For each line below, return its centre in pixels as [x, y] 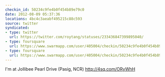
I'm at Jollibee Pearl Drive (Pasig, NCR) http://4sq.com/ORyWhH [70, 69]
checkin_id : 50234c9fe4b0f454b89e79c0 [45, 10]
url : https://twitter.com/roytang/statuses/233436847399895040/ [77, 37]
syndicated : [17, 28]
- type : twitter [22, 32]
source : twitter [22, 23]
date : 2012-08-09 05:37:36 [33, 14]
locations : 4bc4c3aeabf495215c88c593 [44, 19]
